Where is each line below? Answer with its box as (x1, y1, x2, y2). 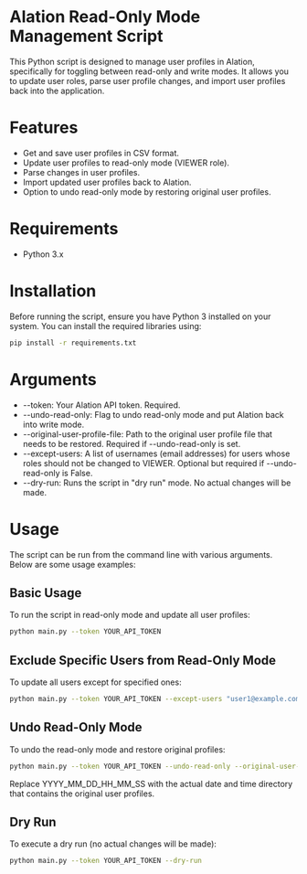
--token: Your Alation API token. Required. (22, 400, 181, 410)
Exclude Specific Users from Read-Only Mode (9, 652, 277, 668)
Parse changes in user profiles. (22, 166, 141, 177)
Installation (9, 281, 97, 301)
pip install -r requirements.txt (9, 338, 137, 347)
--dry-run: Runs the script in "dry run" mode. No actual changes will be (22, 477, 291, 488)
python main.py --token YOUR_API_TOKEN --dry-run (9, 857, 203, 866)
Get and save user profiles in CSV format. (22, 147, 180, 158)
